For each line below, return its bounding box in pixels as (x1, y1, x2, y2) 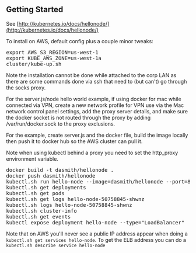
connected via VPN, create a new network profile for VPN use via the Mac (6, 102, 184, 109)
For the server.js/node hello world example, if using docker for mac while (6, 95, 182, 102)
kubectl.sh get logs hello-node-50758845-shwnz (6, 196, 145, 202)
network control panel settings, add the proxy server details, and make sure (6, 108, 188, 115)
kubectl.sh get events (6, 213, 71, 220)
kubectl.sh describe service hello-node (6, 242, 106, 248)
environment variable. (6, 155, 58, 162)
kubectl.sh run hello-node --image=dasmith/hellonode (6, 178, 163, 185)
